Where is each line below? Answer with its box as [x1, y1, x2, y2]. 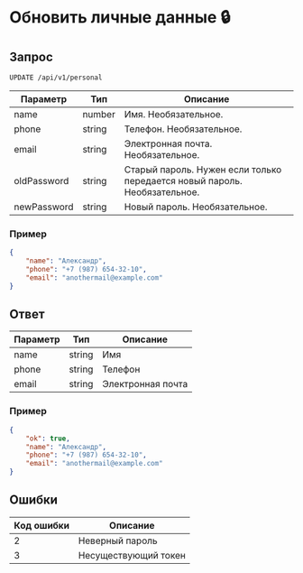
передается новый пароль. [124, 175, 243, 187]
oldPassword [14, 175, 69, 187]
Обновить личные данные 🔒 [9, 7, 231, 28]
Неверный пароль [78, 534, 158, 547]
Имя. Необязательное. [124, 108, 224, 120]
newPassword [14, 200, 74, 213]
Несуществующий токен [78, 549, 187, 561]
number [82, 108, 115, 120]
